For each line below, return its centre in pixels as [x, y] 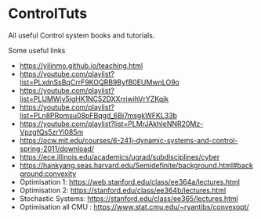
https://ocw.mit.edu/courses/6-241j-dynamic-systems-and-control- [129, 140]
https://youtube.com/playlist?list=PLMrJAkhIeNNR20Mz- [111, 124]
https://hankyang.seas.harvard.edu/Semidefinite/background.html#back [136, 165]
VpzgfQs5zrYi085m [51, 132]
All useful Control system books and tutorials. [82, 35]
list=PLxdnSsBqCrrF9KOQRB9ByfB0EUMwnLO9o [100, 82]
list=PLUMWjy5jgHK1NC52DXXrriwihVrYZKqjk [94, 99]
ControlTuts [48, 14]
